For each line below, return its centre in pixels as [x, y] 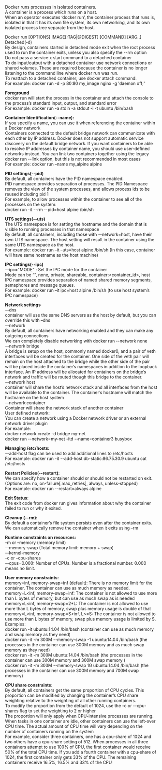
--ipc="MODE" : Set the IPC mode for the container [56, 270]
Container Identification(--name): [39, 118]
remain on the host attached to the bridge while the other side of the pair [77, 361]
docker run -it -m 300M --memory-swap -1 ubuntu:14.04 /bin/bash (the [76, 639]
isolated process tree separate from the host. [50, 28]
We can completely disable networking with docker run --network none [76, 341]
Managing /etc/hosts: [27, 448]
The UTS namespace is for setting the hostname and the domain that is [76, 224]
